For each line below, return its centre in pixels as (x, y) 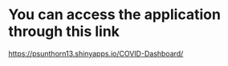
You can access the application (114, 15)
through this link (64, 31)
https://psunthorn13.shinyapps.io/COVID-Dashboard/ (96, 53)
